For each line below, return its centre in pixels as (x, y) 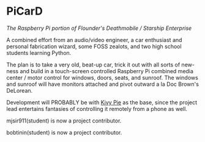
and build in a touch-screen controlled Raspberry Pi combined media (107, 71)
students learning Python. (39, 52)
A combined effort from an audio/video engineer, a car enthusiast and (94, 40)
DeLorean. (20, 90)
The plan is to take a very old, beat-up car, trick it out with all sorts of (93, 65)
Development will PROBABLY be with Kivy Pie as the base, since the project (102, 102)
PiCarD (24, 11)
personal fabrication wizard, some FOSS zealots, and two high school (94, 46)
